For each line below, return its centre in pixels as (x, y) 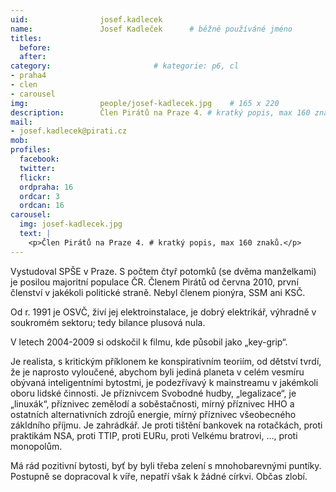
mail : (21, 122)
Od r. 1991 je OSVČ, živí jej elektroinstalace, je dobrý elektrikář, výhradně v (163, 312)
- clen (24, 85)
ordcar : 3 (39, 196)
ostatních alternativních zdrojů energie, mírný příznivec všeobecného (153, 414)
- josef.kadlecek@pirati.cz (69, 131)
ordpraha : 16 (46, 187)
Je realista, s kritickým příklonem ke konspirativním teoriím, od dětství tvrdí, (166, 361)
